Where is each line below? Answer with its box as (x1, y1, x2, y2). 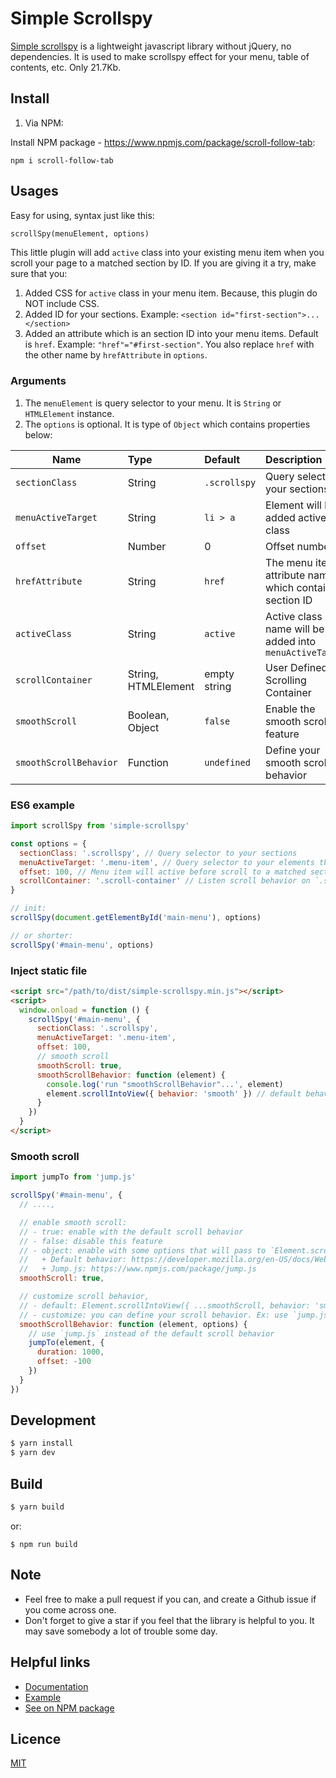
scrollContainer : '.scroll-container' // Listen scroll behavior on (19, 876, 311, 886)
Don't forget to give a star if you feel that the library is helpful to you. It (24, 1614, 315, 1626)
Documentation (24, 1680, 89, 1692)
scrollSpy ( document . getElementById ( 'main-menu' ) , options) (10, 913, 262, 923)
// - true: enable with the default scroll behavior (19, 1227, 244, 1237)
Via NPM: (24, 117, 64, 129)
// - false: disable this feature (19, 1236, 163, 1246)
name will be (265, 622, 325, 636)
